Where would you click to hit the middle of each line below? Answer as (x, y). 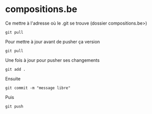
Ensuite (13, 78)
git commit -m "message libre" (38, 88)
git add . (16, 69)
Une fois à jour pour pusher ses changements (52, 60)
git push (14, 106)
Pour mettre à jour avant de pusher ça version (53, 42)
